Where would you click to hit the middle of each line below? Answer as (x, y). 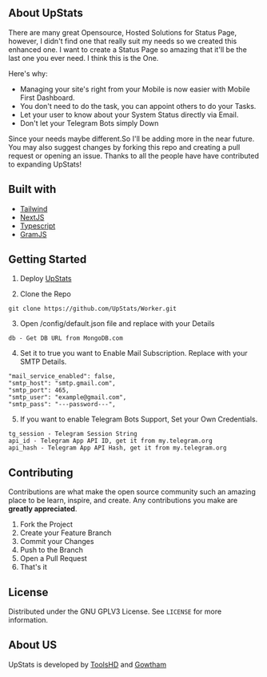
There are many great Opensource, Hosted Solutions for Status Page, (123, 32)
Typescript (38, 226)
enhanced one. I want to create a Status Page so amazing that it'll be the (128, 49)
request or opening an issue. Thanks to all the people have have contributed (134, 155)
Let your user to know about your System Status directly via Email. (129, 115)
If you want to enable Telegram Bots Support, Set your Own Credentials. (139, 419)
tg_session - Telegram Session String (73, 434)
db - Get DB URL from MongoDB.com (66, 338)
